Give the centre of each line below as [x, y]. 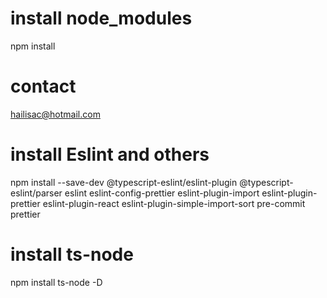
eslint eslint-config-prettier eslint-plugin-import [162, 193]
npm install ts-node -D [56, 282]
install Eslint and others [110, 154]
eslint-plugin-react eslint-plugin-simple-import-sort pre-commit [174, 203]
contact [43, 86]
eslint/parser [36, 193]
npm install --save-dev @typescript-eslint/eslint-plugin [124, 182]
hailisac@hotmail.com [55, 114]
